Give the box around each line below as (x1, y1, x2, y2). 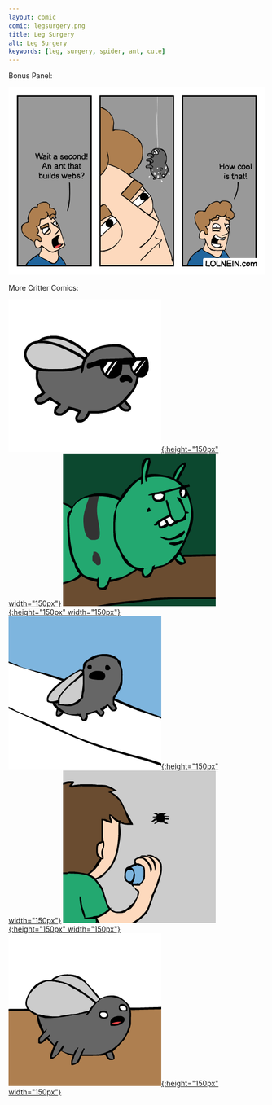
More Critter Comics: (8, 283, 79, 292)
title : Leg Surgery (8, 30, 75, 38)
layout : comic (8, 13, 57, 21)
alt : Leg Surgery (8, 39, 68, 47)
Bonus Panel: (8, 71, 53, 81)
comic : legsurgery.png (8, 21, 86, 30)
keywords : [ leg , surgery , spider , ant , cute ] (8, 47, 165, 56)
